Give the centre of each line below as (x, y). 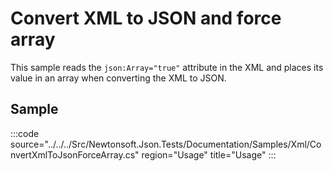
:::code (25, 133)
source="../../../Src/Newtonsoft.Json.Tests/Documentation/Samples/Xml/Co (166, 144)
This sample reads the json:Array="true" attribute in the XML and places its (167, 67)
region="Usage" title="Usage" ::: (209, 154)
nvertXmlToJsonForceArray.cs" (75, 154)
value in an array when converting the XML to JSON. (118, 78)
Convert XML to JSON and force (146, 18)
